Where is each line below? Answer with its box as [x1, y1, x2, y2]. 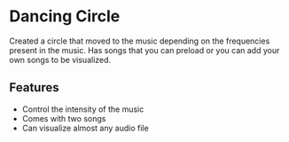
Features [9, 80, 59, 95]
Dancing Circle [9, 6, 121, 27]
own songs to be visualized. [9, 54, 112, 65]
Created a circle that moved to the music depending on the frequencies [9, 35, 270, 46]
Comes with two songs [21, 113, 106, 123]
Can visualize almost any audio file [21, 122, 149, 133]
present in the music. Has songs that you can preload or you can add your [9, 44, 280, 55]
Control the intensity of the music [21, 104, 144, 114]
